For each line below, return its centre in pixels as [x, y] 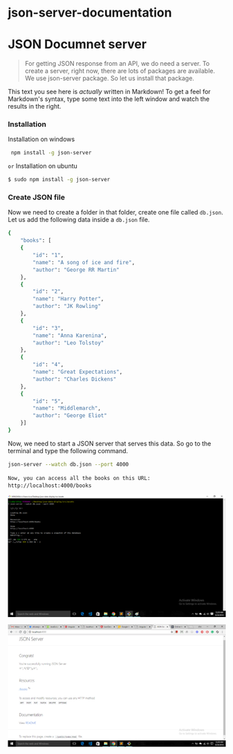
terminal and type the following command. [68, 450]
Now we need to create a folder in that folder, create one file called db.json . [115, 212]
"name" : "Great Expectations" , [78, 372]
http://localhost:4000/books [50, 486]
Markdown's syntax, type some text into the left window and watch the [109, 99]
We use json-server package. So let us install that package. [109, 78]
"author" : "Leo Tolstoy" [68, 343]
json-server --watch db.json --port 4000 [68, 464]
